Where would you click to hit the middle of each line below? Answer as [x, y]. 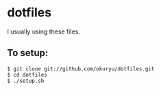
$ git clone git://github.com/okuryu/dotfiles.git [81, 69]
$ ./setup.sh [26, 81]
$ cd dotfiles [27, 75]
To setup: [28, 53]
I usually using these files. [44, 31]
